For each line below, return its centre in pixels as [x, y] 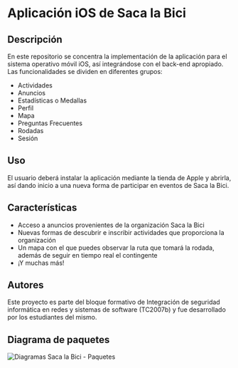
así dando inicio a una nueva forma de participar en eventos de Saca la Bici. [118, 185]
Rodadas [31, 131]
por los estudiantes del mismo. [52, 317]
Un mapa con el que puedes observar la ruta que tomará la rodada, [116, 248]
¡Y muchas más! [41, 263]
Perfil [26, 108]
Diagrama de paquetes [59, 340]
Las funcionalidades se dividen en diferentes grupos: [85, 72]
